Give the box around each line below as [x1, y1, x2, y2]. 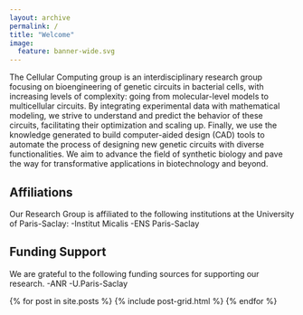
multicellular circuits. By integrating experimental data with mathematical [9, 100, 280, 111]
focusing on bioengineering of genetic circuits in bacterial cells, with [9, 81, 264, 92]
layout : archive [9, 13, 71, 23]
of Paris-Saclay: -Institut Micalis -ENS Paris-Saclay [9, 218, 200, 229]
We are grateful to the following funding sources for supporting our [9, 268, 260, 279]
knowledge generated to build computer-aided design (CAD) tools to [9, 129, 265, 140]
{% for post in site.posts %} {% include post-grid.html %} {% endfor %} [9, 295, 278, 306]
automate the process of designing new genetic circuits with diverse [9, 139, 265, 150]
